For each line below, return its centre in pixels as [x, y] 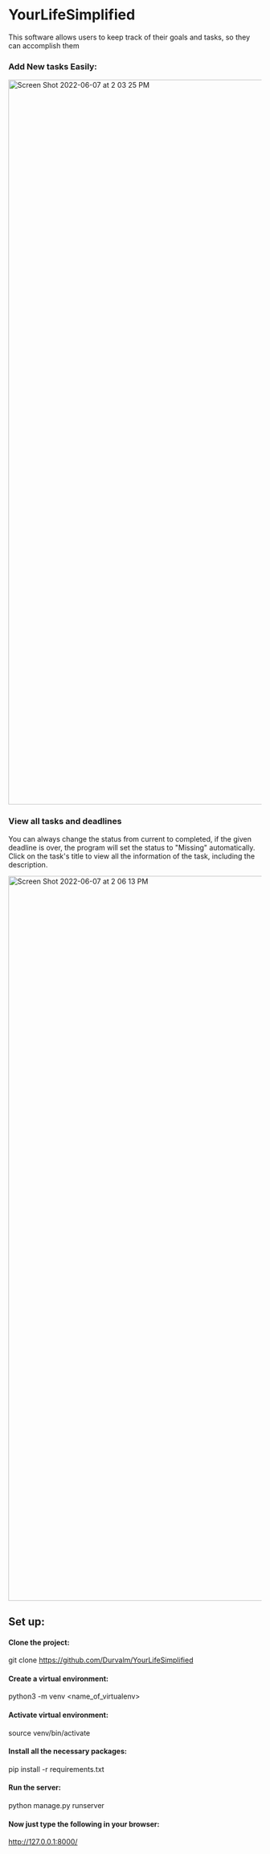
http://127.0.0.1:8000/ [43, 1842]
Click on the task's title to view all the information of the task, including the [132, 856]
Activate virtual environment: [58, 1715]
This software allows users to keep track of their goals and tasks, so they [129, 37]
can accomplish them [44, 45]
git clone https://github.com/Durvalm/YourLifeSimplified [101, 1660]
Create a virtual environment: [58, 1678]
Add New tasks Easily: [53, 66]
